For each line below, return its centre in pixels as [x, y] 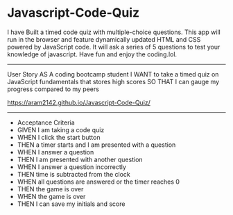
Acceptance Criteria [46, 122]
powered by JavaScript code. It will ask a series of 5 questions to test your [114, 47]
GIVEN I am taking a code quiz [61, 129]
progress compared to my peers [53, 89]
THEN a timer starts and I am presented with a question [96, 145]
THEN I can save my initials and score [71, 204]
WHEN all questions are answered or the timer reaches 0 [98, 182]
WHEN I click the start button [59, 137]
